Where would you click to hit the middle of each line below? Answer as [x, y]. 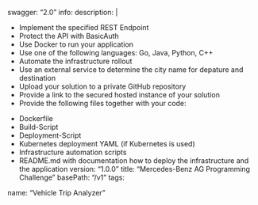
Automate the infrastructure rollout [75, 61]
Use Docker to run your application [76, 44]
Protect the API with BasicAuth [69, 36]
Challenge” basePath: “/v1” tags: [71, 177]
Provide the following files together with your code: [103, 103]
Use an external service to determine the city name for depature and [131, 70]
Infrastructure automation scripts [73, 152]
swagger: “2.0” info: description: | [63, 12]
